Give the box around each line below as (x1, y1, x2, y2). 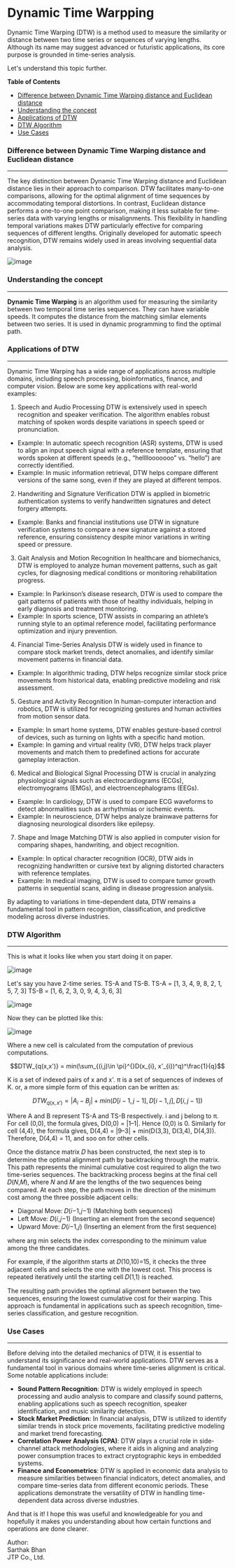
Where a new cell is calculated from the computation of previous (7, 1041, 194, 1050)
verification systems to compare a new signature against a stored (17, 525, 206, 533)
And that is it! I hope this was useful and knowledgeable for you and (7, 1510, 203, 1518)
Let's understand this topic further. (7, 64, 108, 72)
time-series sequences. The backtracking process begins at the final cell (7, 1170, 218, 1178)
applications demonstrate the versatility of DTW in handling (17, 1489, 189, 1497)
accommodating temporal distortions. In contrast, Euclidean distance (7, 199, 206, 208)
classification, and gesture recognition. (26, 1308, 138, 1317)
